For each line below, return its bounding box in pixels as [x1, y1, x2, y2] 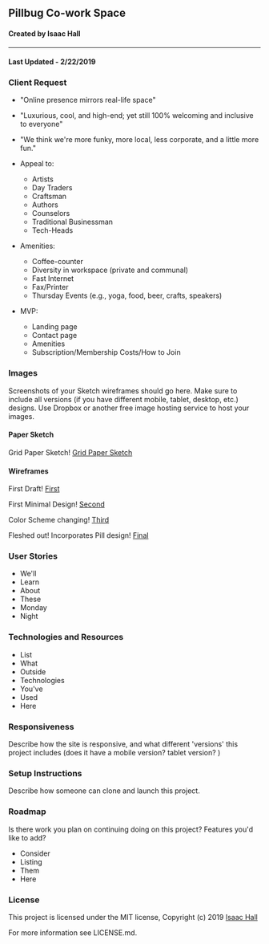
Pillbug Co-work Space [8, 6, 126, 20]
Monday [19, 603, 48, 612]
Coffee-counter [31, 257, 84, 267]
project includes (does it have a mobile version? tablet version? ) [8, 748, 221, 758]
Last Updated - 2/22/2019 [8, 57, 96, 67]
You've [19, 684, 43, 694]
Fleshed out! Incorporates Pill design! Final [8, 531, 149, 540]
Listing [19, 857, 42, 866]
